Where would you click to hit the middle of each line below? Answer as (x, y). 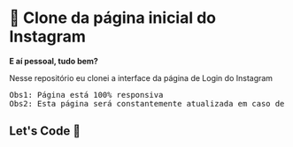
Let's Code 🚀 (45, 131)
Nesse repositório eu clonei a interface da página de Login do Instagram (141, 77)
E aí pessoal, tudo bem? (54, 61)
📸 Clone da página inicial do (113, 18)
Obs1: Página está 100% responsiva (86, 95)
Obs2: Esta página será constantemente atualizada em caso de (147, 103)
